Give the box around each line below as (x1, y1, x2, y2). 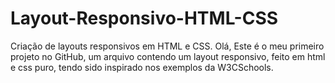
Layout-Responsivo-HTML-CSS (10, 7, 279, 30)
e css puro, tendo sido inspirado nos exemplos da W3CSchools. (10, 61, 274, 73)
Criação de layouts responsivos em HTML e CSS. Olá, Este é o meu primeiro (10, 40, 325, 52)
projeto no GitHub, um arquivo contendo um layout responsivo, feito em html (10, 50, 326, 62)
